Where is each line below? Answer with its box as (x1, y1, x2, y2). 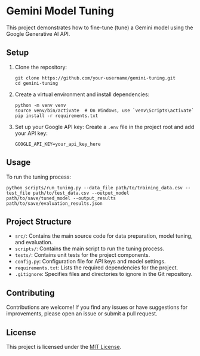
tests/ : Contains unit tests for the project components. (14, 251, 150, 259)
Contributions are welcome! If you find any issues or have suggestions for (6, 303, 188, 311)
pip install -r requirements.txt (14, 112, 99, 119)
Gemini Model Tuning (6, 4, 115, 18)
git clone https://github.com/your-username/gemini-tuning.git (14, 75, 176, 81)
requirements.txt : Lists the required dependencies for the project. (14, 264, 179, 271)
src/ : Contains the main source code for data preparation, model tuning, (14, 232, 193, 240)
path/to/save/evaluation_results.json (6, 200, 103, 207)
